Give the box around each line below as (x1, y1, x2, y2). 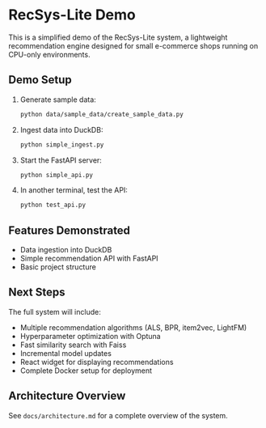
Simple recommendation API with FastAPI (19, 253, 159, 264)
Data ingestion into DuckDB (19, 245, 112, 255)
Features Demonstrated (8, 223, 131, 237)
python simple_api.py (19, 171, 93, 179)
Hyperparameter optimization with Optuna (19, 331, 161, 341)
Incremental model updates (19, 348, 112, 358)
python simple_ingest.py (19, 140, 104, 149)
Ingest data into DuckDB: (19, 125, 103, 134)
